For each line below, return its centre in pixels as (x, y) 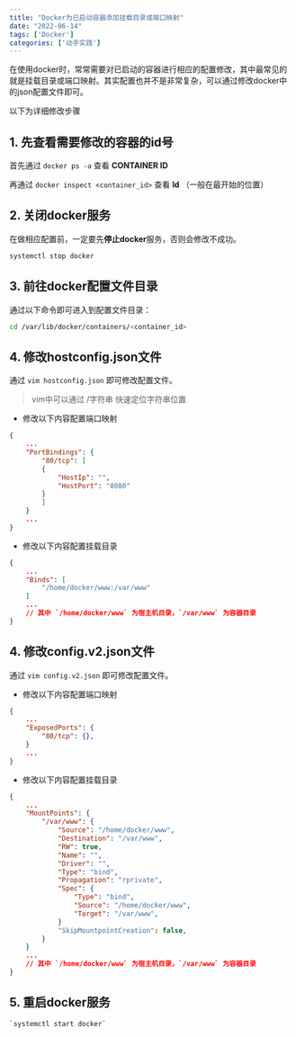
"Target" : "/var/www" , (116, 914)
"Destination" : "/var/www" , (110, 839)
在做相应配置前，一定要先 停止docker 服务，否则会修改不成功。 (125, 238)
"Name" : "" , (80, 855)
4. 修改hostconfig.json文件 (85, 357)
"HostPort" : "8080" (94, 486)
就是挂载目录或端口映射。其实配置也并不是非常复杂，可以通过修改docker (144, 81)
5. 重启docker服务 (60, 1002)
